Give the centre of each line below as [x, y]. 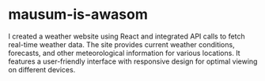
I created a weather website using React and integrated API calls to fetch [127, 36]
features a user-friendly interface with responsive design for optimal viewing [133, 61]
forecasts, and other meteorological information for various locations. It [124, 53]
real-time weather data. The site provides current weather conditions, [121, 44]
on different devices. [42, 69]
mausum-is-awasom [78, 15]
